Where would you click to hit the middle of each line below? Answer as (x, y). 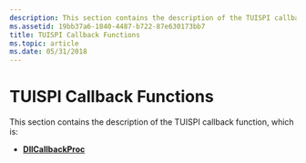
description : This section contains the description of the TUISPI (140, 18)
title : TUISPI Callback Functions (75, 35)
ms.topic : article (44, 43)
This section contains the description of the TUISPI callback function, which (152, 122)
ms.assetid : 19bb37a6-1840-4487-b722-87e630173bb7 (107, 26)
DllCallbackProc (54, 149)
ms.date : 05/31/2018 (49, 52)
